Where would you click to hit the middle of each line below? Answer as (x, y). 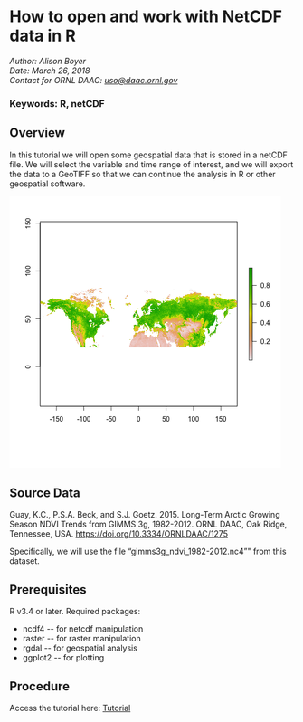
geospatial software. (47, 184)
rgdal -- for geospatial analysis (80, 648)
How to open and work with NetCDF (146, 17)
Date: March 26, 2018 (50, 71)
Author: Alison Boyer (48, 61)
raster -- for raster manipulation (82, 639)
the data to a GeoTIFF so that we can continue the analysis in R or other (142, 174)
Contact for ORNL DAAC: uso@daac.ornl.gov (94, 80)
